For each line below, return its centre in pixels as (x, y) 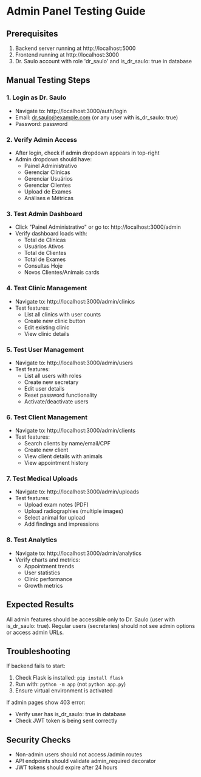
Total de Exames (45, 259)
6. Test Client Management (47, 417)
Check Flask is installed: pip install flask (69, 678)
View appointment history (56, 463)
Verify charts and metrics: (47, 559)
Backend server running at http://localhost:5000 (75, 48)
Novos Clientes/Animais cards (62, 273)
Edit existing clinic (47, 327)
